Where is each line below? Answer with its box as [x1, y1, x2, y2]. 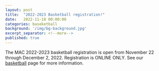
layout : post [5, 7, 33, 13]
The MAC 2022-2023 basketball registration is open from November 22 [5, 49, 154, 55]
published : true [5, 36, 39, 41]
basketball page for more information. [5, 60, 84, 66]
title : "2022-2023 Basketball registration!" [5, 12, 105, 17]
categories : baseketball [5, 21, 58, 27]
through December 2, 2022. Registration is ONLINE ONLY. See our [5, 54, 143, 60]
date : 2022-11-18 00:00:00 [5, 17, 67, 22]
